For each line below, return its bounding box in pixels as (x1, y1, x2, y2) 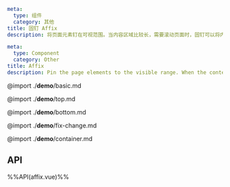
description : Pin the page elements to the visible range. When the (7, 68, 207, 76)
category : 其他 (13, 18, 55, 25)
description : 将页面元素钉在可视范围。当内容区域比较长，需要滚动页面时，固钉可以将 (7, 31, 220, 38)
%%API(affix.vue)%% (7, 173, 70, 181)
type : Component (13, 50, 60, 57)
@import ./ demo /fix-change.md (7, 121, 97, 129)
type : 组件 (13, 12, 42, 19)
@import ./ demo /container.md (7, 134, 93, 142)
